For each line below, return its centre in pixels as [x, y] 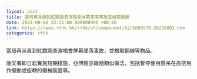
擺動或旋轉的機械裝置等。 [42, 70]
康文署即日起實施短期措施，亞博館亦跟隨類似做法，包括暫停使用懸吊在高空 [96, 63]
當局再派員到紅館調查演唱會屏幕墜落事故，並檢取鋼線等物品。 [81, 51]
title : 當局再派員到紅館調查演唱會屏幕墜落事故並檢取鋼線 [68, 17]
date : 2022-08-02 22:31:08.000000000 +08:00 [61, 22]
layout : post [22, 11]
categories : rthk [27, 33]
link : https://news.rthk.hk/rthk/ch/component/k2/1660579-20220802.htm [96, 28]
